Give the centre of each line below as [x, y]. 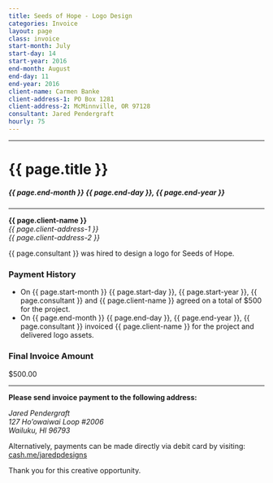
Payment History [42, 274]
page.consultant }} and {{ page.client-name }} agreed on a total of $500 [141, 300]
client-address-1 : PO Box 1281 [61, 99]
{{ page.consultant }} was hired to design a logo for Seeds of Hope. [121, 253]
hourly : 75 [27, 122]
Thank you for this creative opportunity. [75, 470]
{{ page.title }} [58, 169]
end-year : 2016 [34, 84]
